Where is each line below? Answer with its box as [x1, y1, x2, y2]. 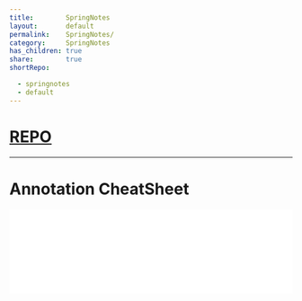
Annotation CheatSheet [9, 179, 190, 199]
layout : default [9, 22, 94, 31]
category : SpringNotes [9, 38, 111, 48]
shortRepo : [9, 64, 50, 73]
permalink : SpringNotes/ [9, 30, 115, 39]
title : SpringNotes [9, 13, 111, 22]
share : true [9, 55, 83, 64]
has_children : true [9, 47, 83, 56]
